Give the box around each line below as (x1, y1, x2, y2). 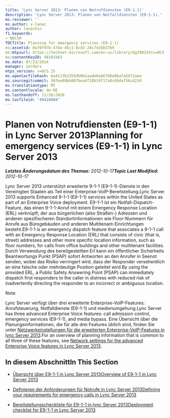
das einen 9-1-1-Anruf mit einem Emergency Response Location (23, 205, 157, 211)
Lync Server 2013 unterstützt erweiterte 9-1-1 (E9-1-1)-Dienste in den (5, 183, 150, 189)
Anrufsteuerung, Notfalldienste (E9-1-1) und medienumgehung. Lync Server (5, 305, 162, 311)
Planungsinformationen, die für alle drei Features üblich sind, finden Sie (5, 322, 155, 328)
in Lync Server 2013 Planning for (5, 130, 143, 141)
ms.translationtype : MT (5, 83, 56, 88)
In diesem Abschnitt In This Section (5, 358, 118, 366)
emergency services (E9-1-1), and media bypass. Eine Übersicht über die (5, 316, 158, 322)
